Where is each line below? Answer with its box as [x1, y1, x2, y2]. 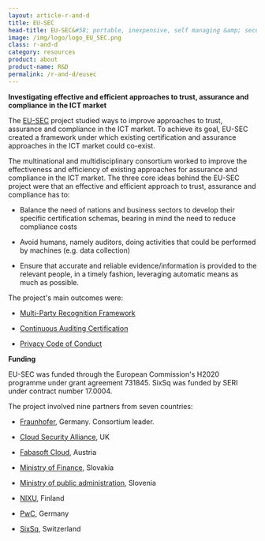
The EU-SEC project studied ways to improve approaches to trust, [8, 115, 223, 125]
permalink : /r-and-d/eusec [8, 70, 97, 78]
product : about [8, 56, 58, 64]
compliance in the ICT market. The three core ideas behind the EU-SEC [8, 173, 241, 182]
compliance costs [19, 222, 77, 231]
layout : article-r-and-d [8, 11, 90, 20]
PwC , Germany [19, 509, 69, 518]
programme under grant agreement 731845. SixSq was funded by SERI [8, 378, 238, 387]
